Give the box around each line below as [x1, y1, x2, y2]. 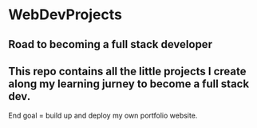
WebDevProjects [8, 6, 122, 24]
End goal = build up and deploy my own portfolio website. [8, 110, 198, 121]
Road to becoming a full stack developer [8, 38, 213, 51]
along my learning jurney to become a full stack [8, 77, 250, 90]
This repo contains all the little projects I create [8, 64, 247, 78]
